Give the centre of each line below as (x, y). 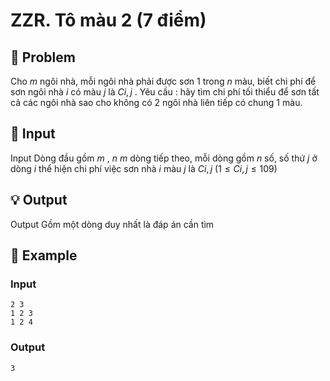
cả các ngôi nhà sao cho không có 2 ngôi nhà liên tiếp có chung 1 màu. (156, 102)
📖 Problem (43, 57)
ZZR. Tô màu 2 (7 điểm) (108, 20)
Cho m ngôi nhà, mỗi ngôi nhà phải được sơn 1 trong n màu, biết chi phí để (163, 81)
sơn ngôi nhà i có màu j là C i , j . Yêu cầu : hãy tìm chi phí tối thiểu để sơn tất (165, 92)
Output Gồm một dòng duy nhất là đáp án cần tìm (112, 224)
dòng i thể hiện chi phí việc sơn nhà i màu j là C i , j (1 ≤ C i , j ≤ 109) (144, 168)
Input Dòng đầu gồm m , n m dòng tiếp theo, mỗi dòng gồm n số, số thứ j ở (164, 158)
